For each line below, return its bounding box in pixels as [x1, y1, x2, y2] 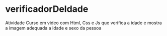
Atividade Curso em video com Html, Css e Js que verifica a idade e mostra [5, 20, 162, 26]
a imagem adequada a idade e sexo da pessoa [5, 25, 102, 31]
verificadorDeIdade [5, 3, 89, 15]
